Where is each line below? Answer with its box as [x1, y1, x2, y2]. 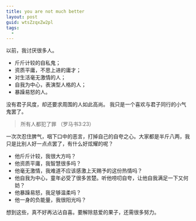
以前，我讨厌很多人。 [6, 47, 57, 54]
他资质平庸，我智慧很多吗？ [14, 160, 82, 167]
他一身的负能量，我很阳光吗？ [14, 197, 86, 204]
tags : [6, 24, 19, 31]
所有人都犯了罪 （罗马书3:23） [20, 121, 94, 128]
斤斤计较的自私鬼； [14, 59, 61, 66]
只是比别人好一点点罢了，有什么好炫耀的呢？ [6, 141, 114, 148]
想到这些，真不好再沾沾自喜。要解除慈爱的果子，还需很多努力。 [6, 209, 159, 216]
